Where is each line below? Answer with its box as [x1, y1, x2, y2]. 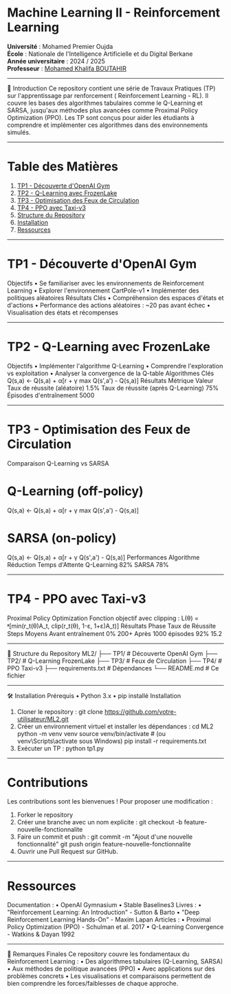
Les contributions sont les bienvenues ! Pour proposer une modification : [7, 797, 213, 806]
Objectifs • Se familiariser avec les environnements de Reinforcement [7, 279, 204, 287]
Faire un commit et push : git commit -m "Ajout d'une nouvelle [16, 833, 193, 841]
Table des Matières [7, 159, 119, 175]
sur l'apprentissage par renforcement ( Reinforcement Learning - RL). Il [7, 91, 208, 99]
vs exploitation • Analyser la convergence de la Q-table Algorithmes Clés [7, 369, 214, 377]
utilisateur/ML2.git [16, 715, 69, 723]
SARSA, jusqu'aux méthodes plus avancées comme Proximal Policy [7, 106, 198, 115]
